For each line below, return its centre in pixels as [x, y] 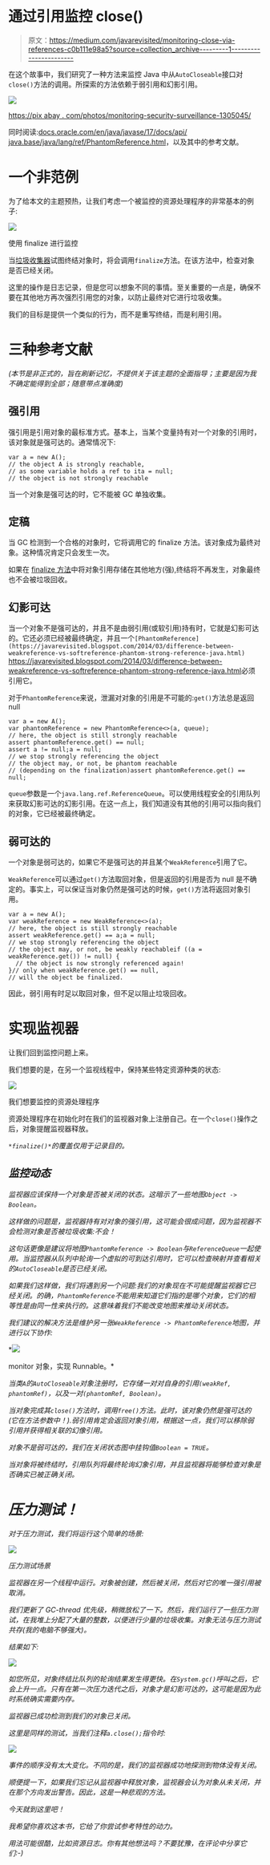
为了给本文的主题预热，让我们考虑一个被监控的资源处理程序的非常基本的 [127, 200]
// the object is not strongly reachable [79, 478]
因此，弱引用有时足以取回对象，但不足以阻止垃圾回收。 [99, 993]
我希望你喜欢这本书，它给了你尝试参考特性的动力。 [93, 1826]
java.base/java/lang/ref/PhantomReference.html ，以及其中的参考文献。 [126, 142]
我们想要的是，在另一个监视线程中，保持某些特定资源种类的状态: [115, 1070]
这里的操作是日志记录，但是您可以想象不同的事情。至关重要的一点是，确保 [131, 287]
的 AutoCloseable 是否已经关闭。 [60, 1268]
